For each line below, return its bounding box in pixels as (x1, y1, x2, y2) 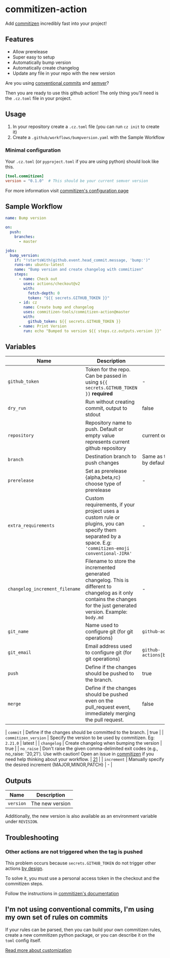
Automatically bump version (12, 59, 71, 65)
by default (142, 459, 166, 467)
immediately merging (85, 710, 136, 717)
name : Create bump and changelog (23, 305, 94, 310)
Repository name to (85, 419, 132, 426)
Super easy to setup (12, 54, 55, 60)
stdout (85, 411, 101, 418)
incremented (85, 564, 115, 571)
